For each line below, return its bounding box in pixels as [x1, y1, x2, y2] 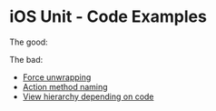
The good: [9, 36, 48, 47]
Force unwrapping [22, 71, 92, 83]
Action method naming [22, 81, 108, 92]
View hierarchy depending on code [22, 91, 154, 102]
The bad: [9, 54, 44, 65]
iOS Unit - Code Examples [9, 6, 207, 27]
